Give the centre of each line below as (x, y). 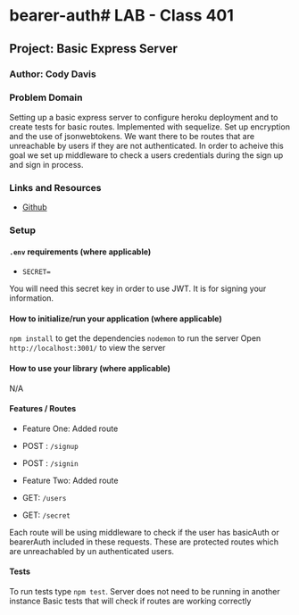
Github (34, 207)
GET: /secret (46, 515)
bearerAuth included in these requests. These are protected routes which (144, 542)
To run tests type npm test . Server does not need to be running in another (145, 592)
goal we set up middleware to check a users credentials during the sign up (146, 155)
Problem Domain (46, 97)
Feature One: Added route (70, 428)
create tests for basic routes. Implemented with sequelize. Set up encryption (149, 127)
